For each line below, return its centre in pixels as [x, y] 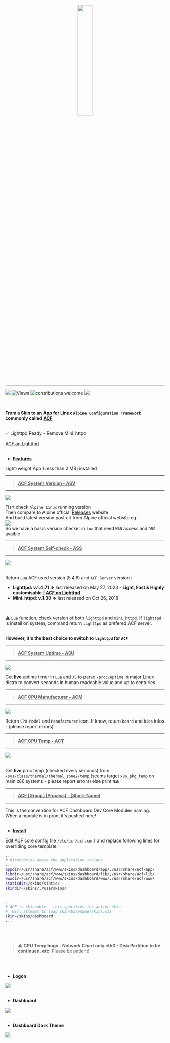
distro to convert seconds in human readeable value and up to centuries [80, 682]
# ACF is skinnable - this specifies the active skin [63, 907]
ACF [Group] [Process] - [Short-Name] [59, 796]
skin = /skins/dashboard [29, 916]
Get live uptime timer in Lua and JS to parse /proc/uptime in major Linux [80, 677]
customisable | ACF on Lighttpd [46, 593]
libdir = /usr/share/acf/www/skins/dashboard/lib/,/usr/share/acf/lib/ [80, 874]
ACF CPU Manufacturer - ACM [50, 697]
